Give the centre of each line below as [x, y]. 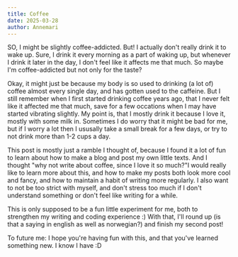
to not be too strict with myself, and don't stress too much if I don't [104, 188]
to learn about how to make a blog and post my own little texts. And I [107, 158]
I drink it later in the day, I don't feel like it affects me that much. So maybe [115, 62]
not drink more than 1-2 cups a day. [59, 136]
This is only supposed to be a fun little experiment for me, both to [103, 209]
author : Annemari [33, 27]
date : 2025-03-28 [33, 21]
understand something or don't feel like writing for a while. [93, 195]
